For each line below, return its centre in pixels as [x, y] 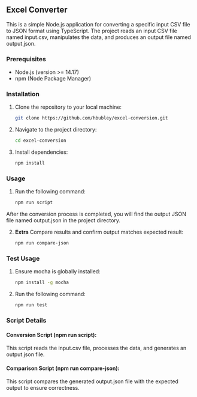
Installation [23, 94]
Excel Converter [37, 10]
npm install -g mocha [42, 283]
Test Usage [23, 259]
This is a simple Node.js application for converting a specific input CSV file [98, 24]
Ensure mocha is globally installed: [57, 271]
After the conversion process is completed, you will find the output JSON [96, 214]
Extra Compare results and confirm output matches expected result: [99, 232]
